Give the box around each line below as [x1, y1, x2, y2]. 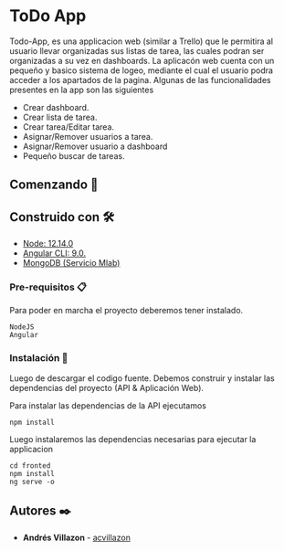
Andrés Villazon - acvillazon [22, 532, 131, 543]
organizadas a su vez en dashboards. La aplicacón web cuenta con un [9, 55, 275, 66]
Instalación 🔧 [9, 352, 68, 365]
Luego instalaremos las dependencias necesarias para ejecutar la [9, 433, 257, 444]
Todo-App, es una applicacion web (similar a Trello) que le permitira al [9, 36, 274, 47]
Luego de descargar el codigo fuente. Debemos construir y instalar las [9, 372, 276, 384]
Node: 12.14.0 [22, 238, 74, 249]
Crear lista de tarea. [22, 111, 98, 122]
